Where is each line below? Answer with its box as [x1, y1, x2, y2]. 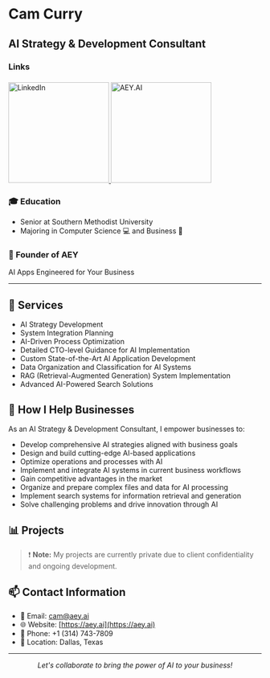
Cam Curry [8, 5, 83, 23]
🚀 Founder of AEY [8, 249, 79, 261]
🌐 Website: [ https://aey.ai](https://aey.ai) [19, 619, 156, 629]
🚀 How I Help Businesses [8, 403, 135, 417]
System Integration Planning [19, 328, 114, 338]
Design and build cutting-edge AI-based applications [19, 448, 196, 458]
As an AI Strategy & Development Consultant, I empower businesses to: [8, 424, 245, 434]
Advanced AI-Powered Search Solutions [19, 380, 154, 389]
